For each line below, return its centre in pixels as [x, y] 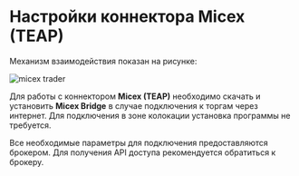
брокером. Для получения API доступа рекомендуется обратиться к [143, 152]
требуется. [30, 125]
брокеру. [27, 161]
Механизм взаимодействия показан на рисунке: [103, 61]
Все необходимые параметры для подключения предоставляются [139, 142]
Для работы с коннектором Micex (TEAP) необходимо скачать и [135, 96]
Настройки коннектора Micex [127, 17]
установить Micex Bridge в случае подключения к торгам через [134, 105]
